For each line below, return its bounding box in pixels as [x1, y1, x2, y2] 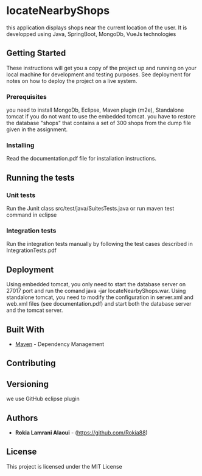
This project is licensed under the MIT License [6, 463, 123, 470]
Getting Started [6, 48, 66, 59]
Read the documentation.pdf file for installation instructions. [6, 155, 157, 162]
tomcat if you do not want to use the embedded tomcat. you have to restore [6, 113, 196, 120]
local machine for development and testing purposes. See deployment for [6, 71, 191, 78]
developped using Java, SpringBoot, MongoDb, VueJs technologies [6, 30, 176, 37]
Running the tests [6, 172, 75, 183]
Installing [6, 141, 35, 150]
